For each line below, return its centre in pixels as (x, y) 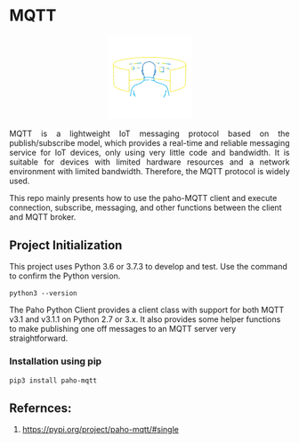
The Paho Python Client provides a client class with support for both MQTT (147, 310)
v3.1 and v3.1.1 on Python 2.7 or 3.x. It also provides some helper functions (145, 319)
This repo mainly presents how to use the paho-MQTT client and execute (143, 198)
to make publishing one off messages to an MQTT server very (123, 328)
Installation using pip (56, 361)
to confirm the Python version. (65, 276)
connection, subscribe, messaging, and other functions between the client (145, 208)
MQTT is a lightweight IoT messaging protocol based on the (149, 133)
